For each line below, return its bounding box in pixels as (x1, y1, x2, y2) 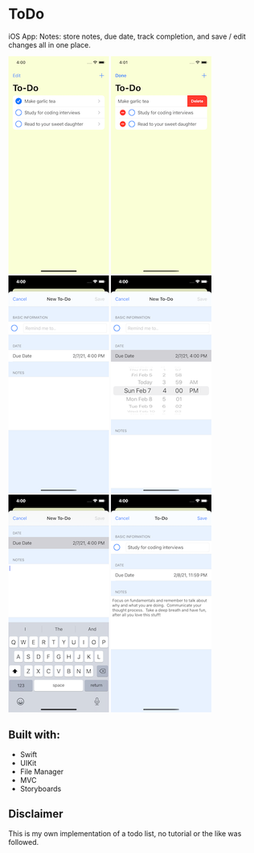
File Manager (19, 767, 64, 776)
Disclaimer (8, 807, 63, 821)
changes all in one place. (8, 40, 91, 49)
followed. (8, 837, 39, 847)
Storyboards (19, 784, 62, 793)
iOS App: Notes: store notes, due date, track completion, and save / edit (8, 31, 247, 41)
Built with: (8, 728, 60, 742)
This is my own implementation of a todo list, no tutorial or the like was (8, 828, 242, 838)
